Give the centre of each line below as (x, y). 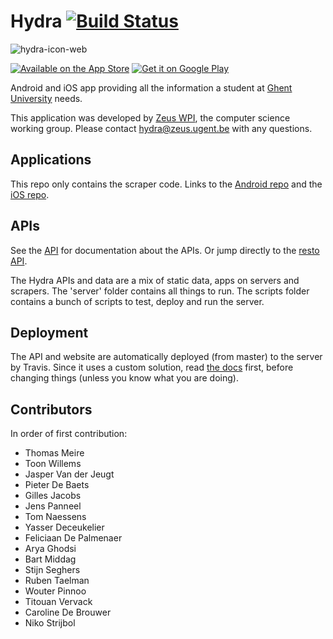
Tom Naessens (55, 517)
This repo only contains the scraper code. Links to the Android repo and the (166, 184)
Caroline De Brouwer (68, 612)
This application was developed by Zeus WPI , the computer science (150, 117)
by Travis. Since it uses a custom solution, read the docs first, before (152, 367)
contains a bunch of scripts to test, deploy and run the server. (137, 301)
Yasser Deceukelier (64, 527)
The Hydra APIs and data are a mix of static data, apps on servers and (155, 280)
